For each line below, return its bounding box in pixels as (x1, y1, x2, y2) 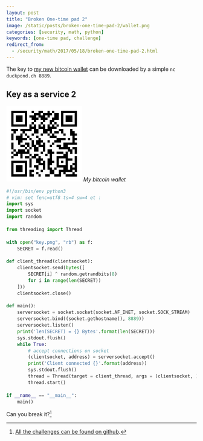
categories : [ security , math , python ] (6, 29, 104, 35)
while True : (17, 341, 47, 347)
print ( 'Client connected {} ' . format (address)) (28, 361, 147, 367)
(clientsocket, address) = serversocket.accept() (28, 354, 155, 360)
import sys (6, 201, 34, 207)
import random (6, 214, 42, 220)
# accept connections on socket (28, 348, 110, 354)
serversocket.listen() (17, 322, 74, 328)
